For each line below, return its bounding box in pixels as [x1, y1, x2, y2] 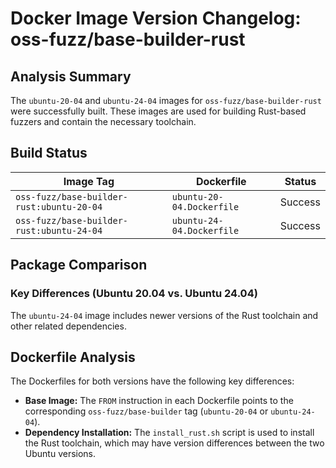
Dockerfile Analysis [10, 348, 136, 366]
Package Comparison [10, 257, 148, 274]
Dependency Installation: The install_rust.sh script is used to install [24, 427, 315, 439]
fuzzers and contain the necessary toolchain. [10, 116, 197, 127]
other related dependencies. [10, 320, 127, 332]
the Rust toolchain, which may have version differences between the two [24, 437, 325, 449]
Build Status [10, 145, 88, 162]
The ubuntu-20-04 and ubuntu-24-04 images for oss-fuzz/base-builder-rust [10, 95, 322, 106]
